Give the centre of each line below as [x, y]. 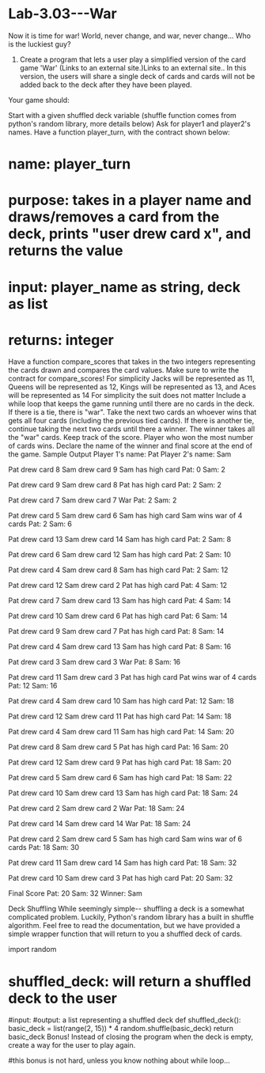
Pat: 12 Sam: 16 [33, 686]
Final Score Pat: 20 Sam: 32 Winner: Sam [75, 893]
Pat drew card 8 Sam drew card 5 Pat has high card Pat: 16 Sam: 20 [119, 747]
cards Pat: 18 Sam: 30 [44, 847]
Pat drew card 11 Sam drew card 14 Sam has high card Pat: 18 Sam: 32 [123, 863]
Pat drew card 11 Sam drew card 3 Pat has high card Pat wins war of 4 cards [132, 677]
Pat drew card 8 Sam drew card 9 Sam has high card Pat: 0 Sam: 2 [117, 470]
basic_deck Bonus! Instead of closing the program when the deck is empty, [131, 1037]
